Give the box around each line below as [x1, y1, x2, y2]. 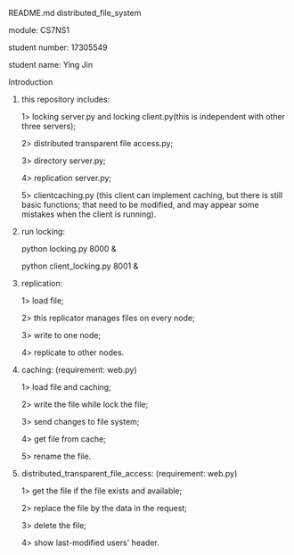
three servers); [20, 120, 77, 131]
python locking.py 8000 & [20, 244, 117, 253]
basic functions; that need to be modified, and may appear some [20, 200, 259, 210]
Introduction [8, 77, 53, 87]
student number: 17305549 [8, 42, 108, 53]
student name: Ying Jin [8, 60, 94, 70]
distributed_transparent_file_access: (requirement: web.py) [20, 468, 238, 478]
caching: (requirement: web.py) [20, 365, 137, 375]
